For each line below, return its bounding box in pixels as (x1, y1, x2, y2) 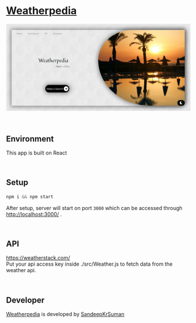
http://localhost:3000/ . (6, 211, 63, 218)
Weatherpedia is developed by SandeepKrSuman (6, 311, 125, 318)
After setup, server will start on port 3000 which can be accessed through (6, 204, 183, 211)
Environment (6, 133, 54, 144)
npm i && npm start (6, 194, 54, 200)
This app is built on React (6, 149, 67, 156)
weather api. (6, 267, 36, 274)
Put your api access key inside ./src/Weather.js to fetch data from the (6, 260, 173, 267)
